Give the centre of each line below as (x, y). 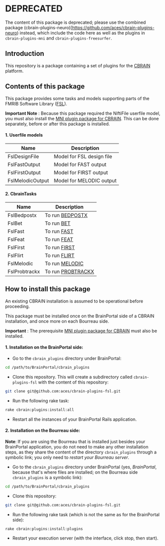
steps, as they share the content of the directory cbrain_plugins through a (81, 452)
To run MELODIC (64, 263)
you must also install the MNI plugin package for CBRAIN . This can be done (82, 118)
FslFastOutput (24, 164)
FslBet (15, 223)
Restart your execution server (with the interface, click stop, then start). (85, 538)
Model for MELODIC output (85, 180)
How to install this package (48, 289)
